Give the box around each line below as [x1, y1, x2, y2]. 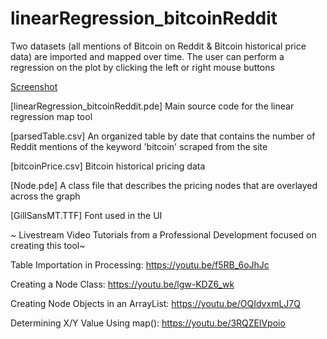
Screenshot [10, 80, 58, 92]
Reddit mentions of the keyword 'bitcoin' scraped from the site [10, 140, 268, 152]
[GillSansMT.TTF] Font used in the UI [10, 209, 163, 221]
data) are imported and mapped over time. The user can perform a [10, 50, 285, 62]
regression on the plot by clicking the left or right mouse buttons [10, 61, 275, 73]
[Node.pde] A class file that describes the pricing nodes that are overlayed [10, 179, 318, 191]
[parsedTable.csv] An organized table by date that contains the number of [10, 130, 316, 142]
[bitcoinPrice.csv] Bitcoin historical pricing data [10, 160, 206, 172]
